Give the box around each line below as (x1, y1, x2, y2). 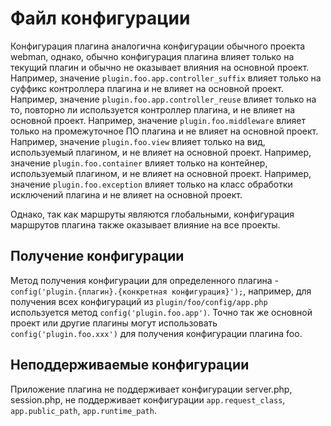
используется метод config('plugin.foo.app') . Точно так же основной (10, 306, 313, 318)
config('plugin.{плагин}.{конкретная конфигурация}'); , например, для (10, 285, 312, 297)
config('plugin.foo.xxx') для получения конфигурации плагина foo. (10, 327, 303, 339)
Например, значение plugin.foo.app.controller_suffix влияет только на (10, 72, 322, 84)
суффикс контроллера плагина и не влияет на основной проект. (10, 82, 284, 94)
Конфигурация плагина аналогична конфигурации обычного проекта (10, 40, 306, 52)
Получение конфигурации (10, 248, 185, 265)
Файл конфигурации (10, 7, 191, 30)
